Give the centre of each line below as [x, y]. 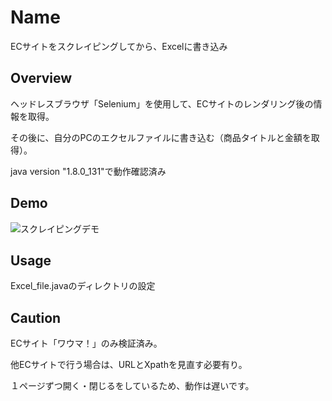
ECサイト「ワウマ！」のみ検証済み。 [86, 343]
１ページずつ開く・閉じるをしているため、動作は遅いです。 [132, 386]
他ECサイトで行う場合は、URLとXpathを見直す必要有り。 [129, 365]
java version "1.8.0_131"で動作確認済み [88, 171]
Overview [41, 78]
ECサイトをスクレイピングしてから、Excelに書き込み [119, 46]
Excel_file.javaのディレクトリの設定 [83, 286]
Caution [36, 317]
